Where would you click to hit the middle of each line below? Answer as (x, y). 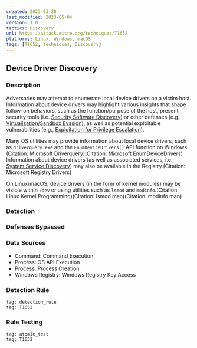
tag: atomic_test (27, 334)
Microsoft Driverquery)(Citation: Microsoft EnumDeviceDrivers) (106, 153)
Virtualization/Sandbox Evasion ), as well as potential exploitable (83, 123)
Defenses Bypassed (35, 227)
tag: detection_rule (32, 302)
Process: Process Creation (47, 268)
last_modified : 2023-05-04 (39, 17)
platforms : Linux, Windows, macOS (49, 39)
